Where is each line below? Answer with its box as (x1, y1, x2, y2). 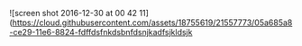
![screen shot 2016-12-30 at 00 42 (9, 8, 138, 18)
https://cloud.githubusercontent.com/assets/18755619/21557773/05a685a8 (12, 17, 293, 28)
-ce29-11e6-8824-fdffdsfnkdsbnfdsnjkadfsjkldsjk (9, 27, 193, 37)
